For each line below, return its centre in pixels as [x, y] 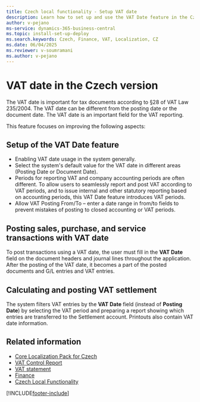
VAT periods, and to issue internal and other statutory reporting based [101, 191]
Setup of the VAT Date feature [63, 144]
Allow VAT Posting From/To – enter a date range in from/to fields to [97, 204]
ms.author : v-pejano [32, 56]
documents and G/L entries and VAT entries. [60, 271]
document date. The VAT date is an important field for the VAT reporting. [95, 114]
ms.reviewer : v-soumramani [40, 51]
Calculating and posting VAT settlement [82, 290]
